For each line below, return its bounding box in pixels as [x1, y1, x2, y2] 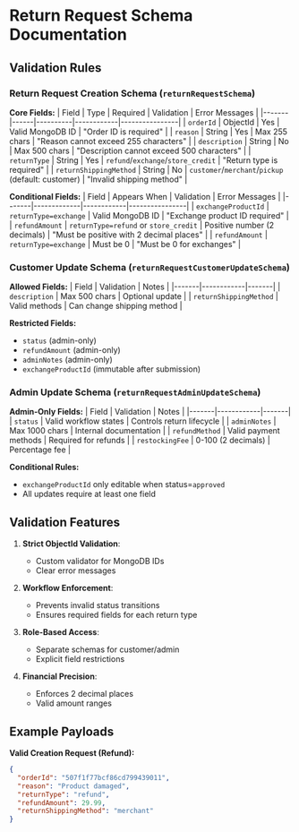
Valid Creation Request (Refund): [9, 748, 135, 759]
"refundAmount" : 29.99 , [17, 798, 106, 807]
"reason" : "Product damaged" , [17, 781, 130, 791]
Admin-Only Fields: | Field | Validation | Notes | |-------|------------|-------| [9, 407, 292, 417]
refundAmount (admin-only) [21, 345, 121, 356]
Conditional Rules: [9, 462, 80, 473]
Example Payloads [9, 724, 115, 739]
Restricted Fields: [9, 318, 77, 329]
